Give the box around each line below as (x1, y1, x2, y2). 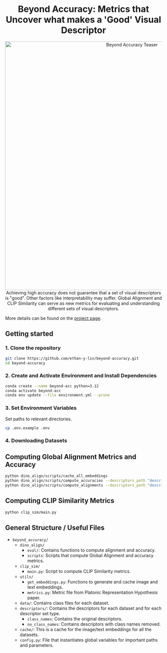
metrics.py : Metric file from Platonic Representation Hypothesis (27, 589, 158, 595)
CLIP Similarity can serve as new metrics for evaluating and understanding (7, 300, 160, 306)
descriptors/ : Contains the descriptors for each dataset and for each (19, 605, 162, 611)
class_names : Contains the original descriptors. (27, 616, 123, 622)
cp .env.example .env (5, 425, 50, 431)
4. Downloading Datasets (5, 437, 68, 444)
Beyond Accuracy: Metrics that (18, 3, 149, 15)
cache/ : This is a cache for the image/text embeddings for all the (19, 627, 152, 633)
